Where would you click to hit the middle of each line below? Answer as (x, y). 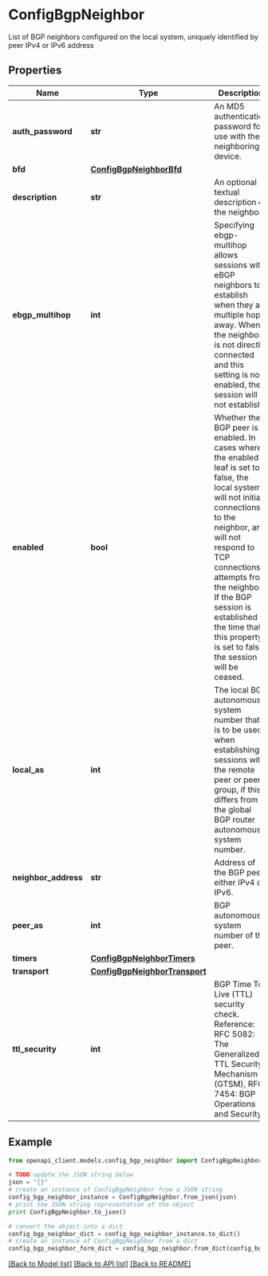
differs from (236, 800)
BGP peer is (236, 427)
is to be (228, 729)
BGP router (235, 820)
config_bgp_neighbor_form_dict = (64, 1249)
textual (227, 192)
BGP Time (233, 984)
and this (229, 365)
